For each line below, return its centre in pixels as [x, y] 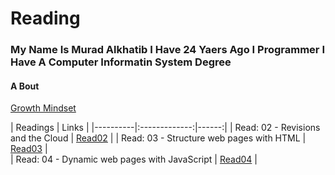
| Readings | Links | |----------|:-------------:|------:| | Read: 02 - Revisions [165, 128]
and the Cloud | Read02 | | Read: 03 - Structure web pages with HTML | [158, 138]
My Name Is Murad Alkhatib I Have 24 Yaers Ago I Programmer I [167, 50]
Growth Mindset [43, 108]
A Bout [25, 86]
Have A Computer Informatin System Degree [121, 62]
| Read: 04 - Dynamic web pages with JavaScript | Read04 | [134, 159]
